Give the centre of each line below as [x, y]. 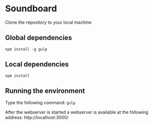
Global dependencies [39, 38]
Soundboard [31, 9]
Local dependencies [37, 64]
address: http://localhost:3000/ [37, 118]
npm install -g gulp [26, 49]
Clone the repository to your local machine [49, 22]
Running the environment [45, 91]
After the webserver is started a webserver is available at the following [77, 112]
